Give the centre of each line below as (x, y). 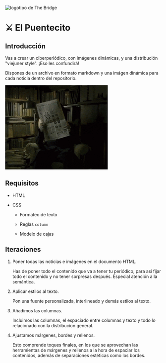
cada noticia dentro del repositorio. (41, 78)
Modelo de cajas (37, 234)
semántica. (24, 281)
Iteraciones (23, 249)
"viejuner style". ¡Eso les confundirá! (42, 63)
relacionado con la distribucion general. (53, 325)
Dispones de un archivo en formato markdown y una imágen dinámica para (82, 73)
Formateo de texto (38, 214)
